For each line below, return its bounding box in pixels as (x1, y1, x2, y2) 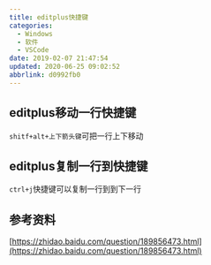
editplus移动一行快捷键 (9, 105, 137, 120)
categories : (9, 21, 53, 30)
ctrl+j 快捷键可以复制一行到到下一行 (9, 184, 141, 194)
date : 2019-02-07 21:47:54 (9, 54, 109, 63)
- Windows (17, 29, 53, 38)
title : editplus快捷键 (9, 12, 89, 22)
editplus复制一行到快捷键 (9, 158, 148, 173)
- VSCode (17, 46, 49, 55)
